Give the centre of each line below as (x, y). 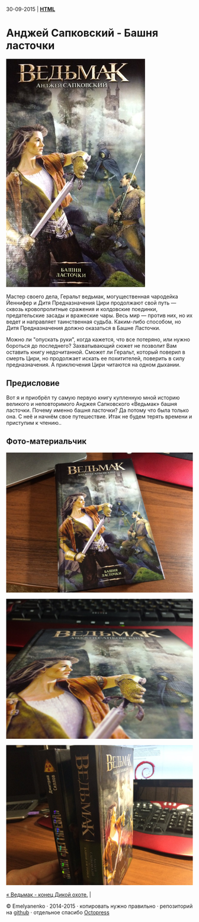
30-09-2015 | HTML (31, 9)
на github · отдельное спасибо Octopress (58, 912)
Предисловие (33, 383)
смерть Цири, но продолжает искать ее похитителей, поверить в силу (96, 358)
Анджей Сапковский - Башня (82, 33)
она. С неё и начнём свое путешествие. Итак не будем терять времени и (99, 416)
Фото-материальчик (46, 441)
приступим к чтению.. (34, 422)
